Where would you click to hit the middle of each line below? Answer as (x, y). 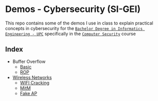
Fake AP (29, 93)
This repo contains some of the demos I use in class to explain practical (79, 23)
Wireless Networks (32, 77)
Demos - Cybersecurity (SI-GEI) (73, 9)
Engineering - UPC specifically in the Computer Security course (71, 33)
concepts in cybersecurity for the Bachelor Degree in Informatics (74, 28)
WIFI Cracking (35, 82)
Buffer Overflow (29, 61)
